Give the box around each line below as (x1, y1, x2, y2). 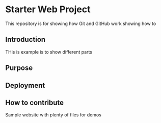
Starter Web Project (5, 4, 91, 15)
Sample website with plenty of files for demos (5, 112, 102, 118)
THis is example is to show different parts (5, 48, 93, 55)
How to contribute (5, 98, 64, 107)
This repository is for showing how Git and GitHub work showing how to (5, 20, 156, 27)
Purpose (5, 64, 33, 72)
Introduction (5, 35, 46, 44)
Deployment (5, 81, 45, 90)
